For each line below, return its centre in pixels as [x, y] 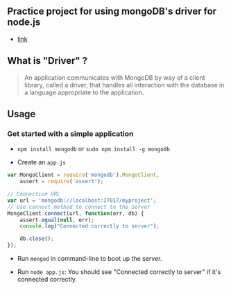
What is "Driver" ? [48, 61]
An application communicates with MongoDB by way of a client [115, 77]
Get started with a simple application [70, 133]
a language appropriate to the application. [84, 92]
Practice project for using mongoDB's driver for [112, 11]
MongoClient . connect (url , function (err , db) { [76, 213]
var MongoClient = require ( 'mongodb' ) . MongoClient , [83, 175]
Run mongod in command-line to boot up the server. [89, 259]
